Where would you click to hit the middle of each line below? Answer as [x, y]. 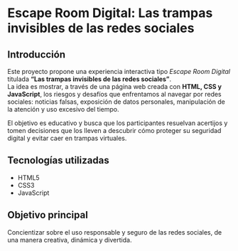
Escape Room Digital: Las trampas [110, 13]
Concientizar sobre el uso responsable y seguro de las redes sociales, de [115, 232]
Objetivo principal [48, 215]
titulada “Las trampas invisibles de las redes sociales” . [90, 79]
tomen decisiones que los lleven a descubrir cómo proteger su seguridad [114, 130]
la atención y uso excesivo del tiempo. [63, 109]
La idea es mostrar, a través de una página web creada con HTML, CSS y [115, 86]
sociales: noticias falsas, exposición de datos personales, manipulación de [116, 102]
